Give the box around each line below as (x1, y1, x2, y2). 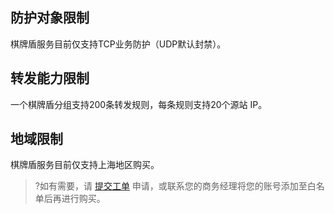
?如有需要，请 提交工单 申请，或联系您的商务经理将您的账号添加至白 (34, 180, 317, 192)
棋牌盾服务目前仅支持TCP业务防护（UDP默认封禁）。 (10, 38, 227, 50)
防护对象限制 (10, 9, 90, 27)
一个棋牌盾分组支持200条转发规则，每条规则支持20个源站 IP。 (10, 98, 268, 110)
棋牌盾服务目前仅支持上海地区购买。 (10, 159, 160, 171)
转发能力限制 (10, 70, 90, 87)
